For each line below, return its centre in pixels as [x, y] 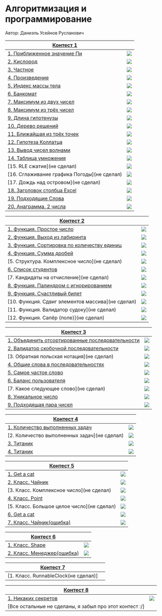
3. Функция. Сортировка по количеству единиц [65, 245]
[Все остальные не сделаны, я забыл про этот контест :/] [76, 606]
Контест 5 [62, 465]
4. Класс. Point [25, 498]
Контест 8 [76, 590]
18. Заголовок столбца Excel [42, 190]
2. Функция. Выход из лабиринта [47, 237]
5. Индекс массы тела [34, 86]
